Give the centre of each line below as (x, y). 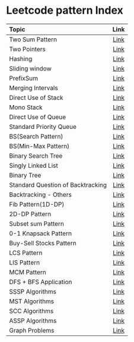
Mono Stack (26, 107)
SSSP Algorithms (33, 291)
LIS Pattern (25, 262)
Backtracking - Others (41, 195)
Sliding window (30, 68)
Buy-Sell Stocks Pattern (43, 243)
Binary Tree (25, 175)
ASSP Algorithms (33, 321)
